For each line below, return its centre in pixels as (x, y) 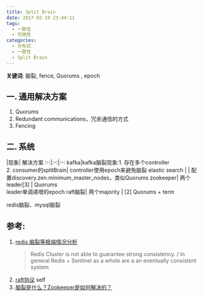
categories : (21, 40)
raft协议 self (30, 280)
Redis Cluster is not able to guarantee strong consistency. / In (108, 254)
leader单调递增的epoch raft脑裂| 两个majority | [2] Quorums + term (91, 192)
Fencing (25, 126)
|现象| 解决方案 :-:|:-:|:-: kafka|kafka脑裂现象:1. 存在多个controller (88, 163)
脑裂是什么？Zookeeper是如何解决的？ (64, 287)
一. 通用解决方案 (37, 97)
